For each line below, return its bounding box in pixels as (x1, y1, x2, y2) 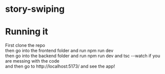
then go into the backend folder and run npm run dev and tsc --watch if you (5, 53, 161, 59)
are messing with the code (5, 58, 60, 64)
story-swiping (5, 3, 65, 15)
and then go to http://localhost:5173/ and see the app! (5, 63, 115, 70)
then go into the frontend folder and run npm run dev (5, 48, 113, 54)
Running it (5, 26, 48, 37)
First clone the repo (5, 42, 46, 48)
